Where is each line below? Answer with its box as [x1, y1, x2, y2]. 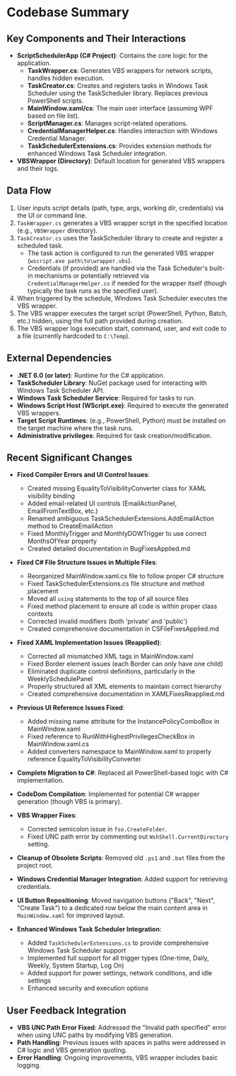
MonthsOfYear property [27, 537, 97, 546]
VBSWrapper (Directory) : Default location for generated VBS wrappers [16, 157, 225, 165]
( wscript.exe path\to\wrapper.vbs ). [27, 256, 132, 264]
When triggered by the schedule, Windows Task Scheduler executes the [16, 293, 228, 302]
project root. [16, 861, 54, 870]
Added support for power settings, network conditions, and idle [27, 969, 213, 977]
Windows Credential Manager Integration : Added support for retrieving [16, 875, 228, 883]
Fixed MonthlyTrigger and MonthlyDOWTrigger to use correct [27, 529, 207, 538]
